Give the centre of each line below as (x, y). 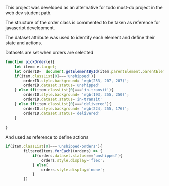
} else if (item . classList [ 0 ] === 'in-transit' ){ (64, 90)
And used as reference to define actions (47, 137)
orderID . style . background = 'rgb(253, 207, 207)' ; (76, 81)
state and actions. (24, 43)
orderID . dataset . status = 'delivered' (62, 113)
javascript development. (30, 28)
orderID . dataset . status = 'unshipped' (62, 85)
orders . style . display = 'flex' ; (73, 160)
